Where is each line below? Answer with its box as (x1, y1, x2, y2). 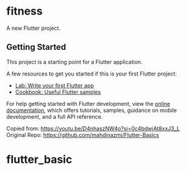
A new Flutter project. (6, 24, 61, 32)
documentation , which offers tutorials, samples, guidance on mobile (6, 106, 177, 114)
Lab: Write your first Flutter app (15, 82, 95, 89)
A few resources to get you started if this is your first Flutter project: (6, 70, 177, 77)
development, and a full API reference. (6, 113, 103, 120)
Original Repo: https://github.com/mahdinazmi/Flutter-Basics (6, 131, 160, 138)
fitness (6, 4, 43, 18)
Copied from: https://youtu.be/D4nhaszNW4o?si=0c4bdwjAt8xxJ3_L (6, 125, 180, 132)
